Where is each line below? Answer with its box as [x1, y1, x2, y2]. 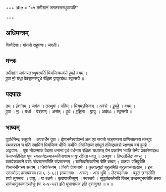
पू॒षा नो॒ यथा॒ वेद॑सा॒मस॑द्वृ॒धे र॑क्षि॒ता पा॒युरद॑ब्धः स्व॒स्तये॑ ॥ [5, 75, 84, 81]
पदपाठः [5, 90, 22, 98]
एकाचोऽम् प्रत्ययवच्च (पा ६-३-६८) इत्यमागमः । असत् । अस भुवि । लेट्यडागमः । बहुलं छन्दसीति [5, 170, 156, 176]
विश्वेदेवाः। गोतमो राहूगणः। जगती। [5, 42, 60, 48]
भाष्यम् [5, 123, 20, 132]
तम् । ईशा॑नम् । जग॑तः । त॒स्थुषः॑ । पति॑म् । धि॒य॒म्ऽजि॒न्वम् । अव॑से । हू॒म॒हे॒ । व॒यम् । [5, 103, 136, 109]
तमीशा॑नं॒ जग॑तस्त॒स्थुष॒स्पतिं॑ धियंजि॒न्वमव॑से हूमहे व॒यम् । [5, 70, 88, 76]
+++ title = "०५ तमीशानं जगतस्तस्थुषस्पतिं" [5, 5, 79, 10]
